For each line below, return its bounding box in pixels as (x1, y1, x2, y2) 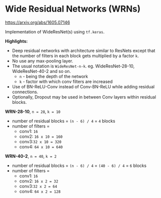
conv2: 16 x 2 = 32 (19, 178, 59, 184)
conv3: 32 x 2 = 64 (19, 183, 57, 189)
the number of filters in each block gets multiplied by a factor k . (12, 52, 139, 59)
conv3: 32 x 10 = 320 (19, 138, 62, 144)
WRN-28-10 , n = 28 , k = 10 (5, 108, 61, 115)
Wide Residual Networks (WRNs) (5, 3, 141, 15)
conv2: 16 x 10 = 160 (19, 133, 63, 139)
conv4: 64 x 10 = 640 (19, 144, 63, 149)
